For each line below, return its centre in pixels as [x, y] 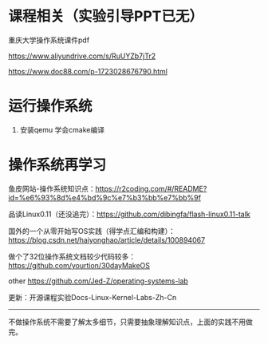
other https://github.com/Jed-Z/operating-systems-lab [99, 281]
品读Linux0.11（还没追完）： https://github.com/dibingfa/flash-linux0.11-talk [130, 214]
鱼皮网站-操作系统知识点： [52, 188]
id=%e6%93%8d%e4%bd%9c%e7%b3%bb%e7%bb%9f [105, 197]
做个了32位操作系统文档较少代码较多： [72, 256]
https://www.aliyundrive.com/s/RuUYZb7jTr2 [82, 56]
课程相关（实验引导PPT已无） [106, 16]
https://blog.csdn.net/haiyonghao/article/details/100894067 [107, 239]
